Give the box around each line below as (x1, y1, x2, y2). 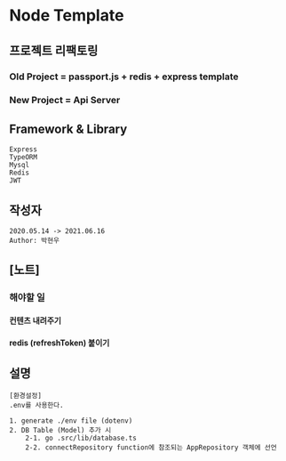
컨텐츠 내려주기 (9, 315, 62, 326)
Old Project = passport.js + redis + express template (9, 70, 239, 83)
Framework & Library (9, 121, 128, 136)
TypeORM (9, 153, 38, 162)
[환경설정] (9, 392, 43, 400)
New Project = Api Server (9, 94, 121, 107)
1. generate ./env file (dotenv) (9, 417, 133, 425)
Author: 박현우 (9, 237, 60, 246)
